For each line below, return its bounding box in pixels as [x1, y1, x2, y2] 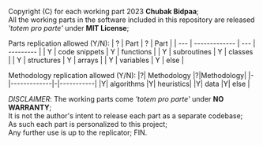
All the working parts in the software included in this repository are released [8, 15, 255, 24]
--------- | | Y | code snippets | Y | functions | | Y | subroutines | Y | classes [8, 47, 254, 56]
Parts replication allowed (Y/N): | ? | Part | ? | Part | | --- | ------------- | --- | [8, 39, 256, 48]
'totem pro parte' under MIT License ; [8, 24, 130, 32]
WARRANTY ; [8, 102, 52, 112]
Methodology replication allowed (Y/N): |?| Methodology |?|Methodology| [8, 71, 247, 80]
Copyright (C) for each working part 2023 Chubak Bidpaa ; [8, 7, 199, 16]
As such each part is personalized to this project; [8, 120, 168, 128]
